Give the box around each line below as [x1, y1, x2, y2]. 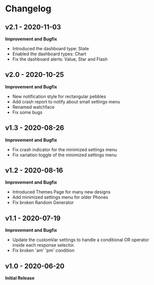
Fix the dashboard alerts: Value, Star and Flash [12, 56, 108, 62]
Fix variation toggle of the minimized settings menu [12, 152, 117, 158]
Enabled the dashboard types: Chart [12, 51, 87, 57]
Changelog [5, 3, 51, 14]
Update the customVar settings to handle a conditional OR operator [12, 237, 150, 243]
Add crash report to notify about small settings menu [12, 98, 120, 104]
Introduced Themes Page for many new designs [12, 189, 110, 195]
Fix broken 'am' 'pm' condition [12, 247, 75, 254]
